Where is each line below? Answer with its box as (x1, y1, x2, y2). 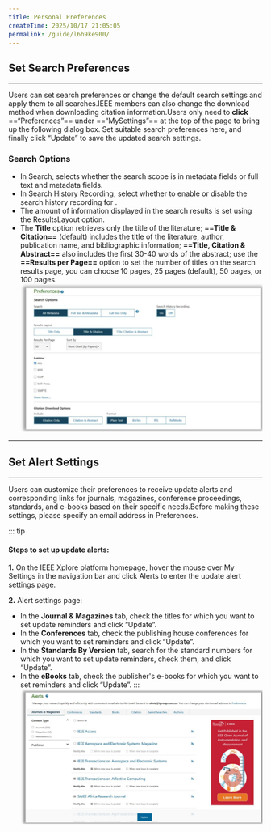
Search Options (8, 154, 71, 165)
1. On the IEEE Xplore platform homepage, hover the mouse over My (8, 562, 236, 572)
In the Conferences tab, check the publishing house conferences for (19, 628, 249, 639)
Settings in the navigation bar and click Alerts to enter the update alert (8, 571, 242, 581)
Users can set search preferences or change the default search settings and (8, 90, 262, 100)
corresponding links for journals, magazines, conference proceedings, (8, 493, 242, 503)
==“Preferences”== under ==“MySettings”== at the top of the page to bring (8, 116, 260, 125)
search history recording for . (19, 197, 118, 207)
